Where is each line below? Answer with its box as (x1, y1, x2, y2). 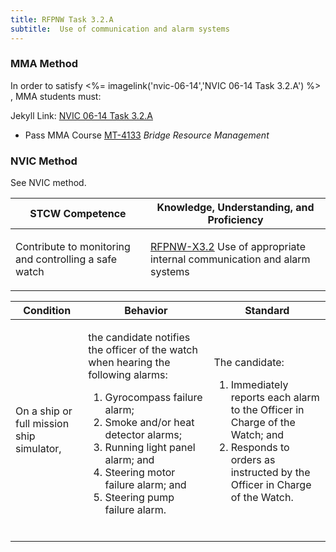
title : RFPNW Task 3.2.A (10, 14, 114, 25)
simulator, (15, 442, 62, 456)
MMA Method (10, 57, 79, 71)
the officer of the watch (88, 343, 198, 357)
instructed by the (230, 466, 311, 480)
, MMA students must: (10, 90, 102, 102)
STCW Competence (29, 207, 127, 221)
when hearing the (88, 356, 171, 370)
